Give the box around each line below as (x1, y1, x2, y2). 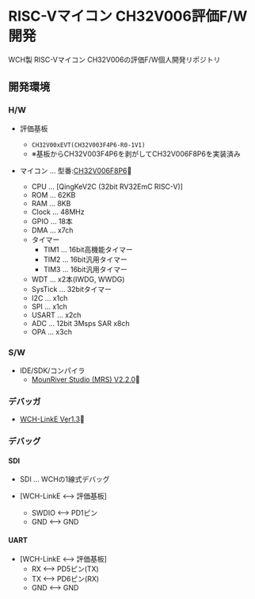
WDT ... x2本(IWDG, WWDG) (31, 275, 125, 284)
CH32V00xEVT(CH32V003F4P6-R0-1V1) (31, 140, 146, 149)
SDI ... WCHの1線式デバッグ (19, 474, 110, 484)
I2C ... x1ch (31, 293, 68, 302)
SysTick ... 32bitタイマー (31, 284, 112, 294)
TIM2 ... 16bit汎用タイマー (43, 255, 128, 264)
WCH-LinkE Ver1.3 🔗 (19, 414, 85, 424)
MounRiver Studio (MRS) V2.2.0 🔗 (31, 374, 140, 384)
